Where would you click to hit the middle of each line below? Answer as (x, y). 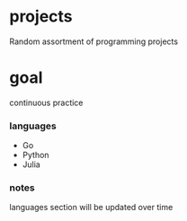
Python (36, 155)
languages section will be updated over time (91, 208)
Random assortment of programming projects (93, 41)
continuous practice (46, 102)
